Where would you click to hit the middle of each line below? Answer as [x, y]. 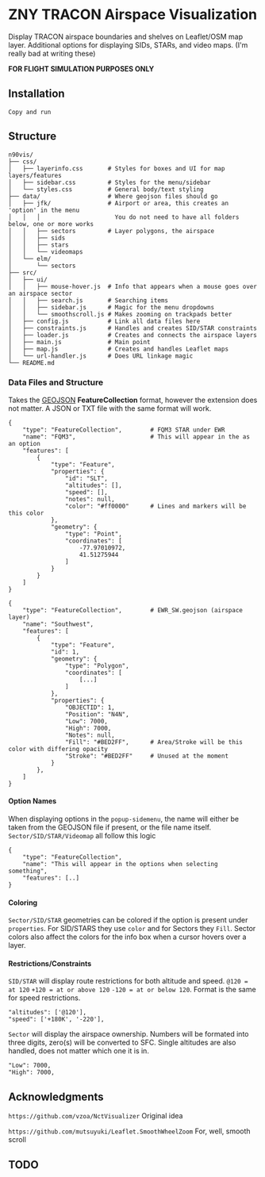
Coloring [23, 903]
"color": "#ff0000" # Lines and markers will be [156, 506]
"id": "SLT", [86, 478]
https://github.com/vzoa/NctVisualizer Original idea [96, 1116]
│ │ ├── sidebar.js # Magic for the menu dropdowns [111, 307]
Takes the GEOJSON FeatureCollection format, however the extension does [133, 400]
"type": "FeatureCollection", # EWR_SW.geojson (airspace [133, 610]
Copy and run [30, 112]
